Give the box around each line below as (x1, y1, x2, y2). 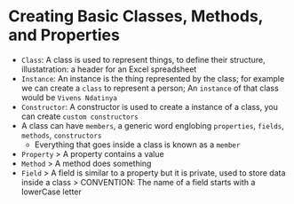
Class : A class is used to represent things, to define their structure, (20, 54, 266, 65)
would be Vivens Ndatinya (20, 91, 117, 103)
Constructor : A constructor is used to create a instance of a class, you (20, 101, 279, 112)
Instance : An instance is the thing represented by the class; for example (20, 73, 285, 83)
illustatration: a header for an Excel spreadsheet (20, 64, 197, 75)
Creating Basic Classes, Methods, (8, 6, 264, 27)
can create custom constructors (20, 111, 139, 122)
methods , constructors (20, 129, 102, 140)
